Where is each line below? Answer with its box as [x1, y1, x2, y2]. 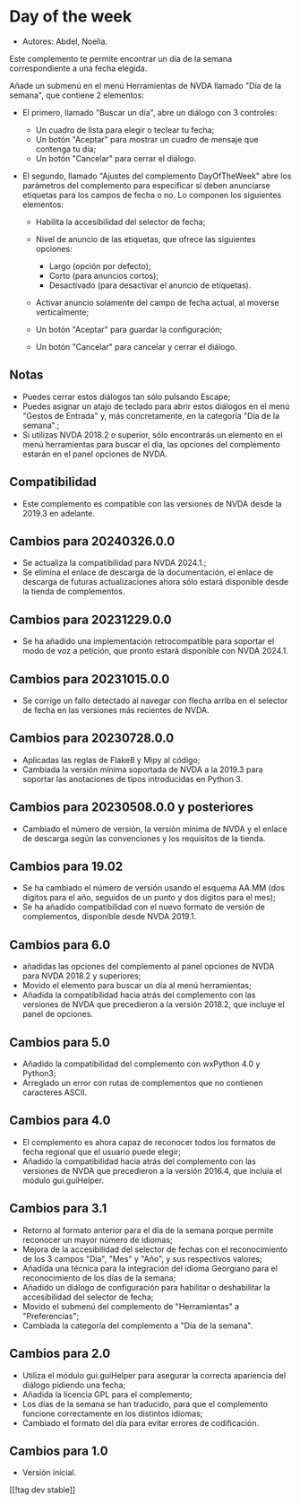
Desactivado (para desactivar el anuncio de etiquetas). [48, 280, 252, 291]
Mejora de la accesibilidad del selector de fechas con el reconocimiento [21, 1244, 288, 1255]
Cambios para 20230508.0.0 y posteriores [9, 800, 253, 815]
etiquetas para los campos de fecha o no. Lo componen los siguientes [21, 189, 282, 200]
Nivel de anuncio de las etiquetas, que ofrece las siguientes [35, 233, 256, 244]
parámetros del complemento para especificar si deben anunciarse [21, 179, 270, 190]
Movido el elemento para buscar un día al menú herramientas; [21, 980, 253, 991]
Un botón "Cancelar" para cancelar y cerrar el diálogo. [35, 341, 237, 352]
